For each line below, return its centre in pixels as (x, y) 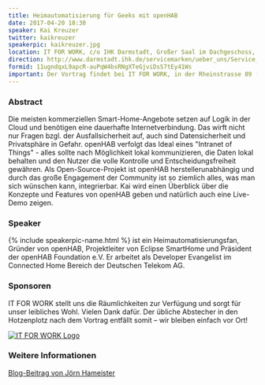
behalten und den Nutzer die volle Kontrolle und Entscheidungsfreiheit (122, 161)
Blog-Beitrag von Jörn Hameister (62, 372)
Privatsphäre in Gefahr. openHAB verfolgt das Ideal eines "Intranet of (120, 144)
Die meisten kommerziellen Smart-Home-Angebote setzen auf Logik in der (129, 118)
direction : (26, 60)
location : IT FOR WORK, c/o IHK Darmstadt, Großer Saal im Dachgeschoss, (132, 52)
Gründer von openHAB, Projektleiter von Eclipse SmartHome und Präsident (130, 249)
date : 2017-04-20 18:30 (47, 23)
